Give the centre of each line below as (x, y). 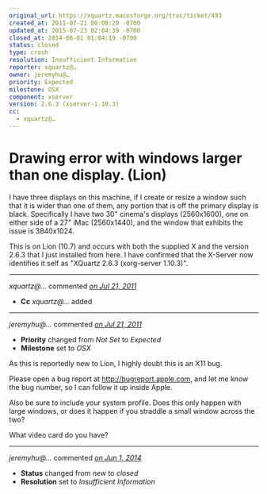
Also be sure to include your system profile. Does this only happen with (125, 403)
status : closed (34, 45)
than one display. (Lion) (88, 175)
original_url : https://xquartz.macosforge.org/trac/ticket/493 (116, 15)
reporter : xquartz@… (43, 68)
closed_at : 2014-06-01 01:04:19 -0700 (73, 38)
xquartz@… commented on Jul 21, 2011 (73, 286)
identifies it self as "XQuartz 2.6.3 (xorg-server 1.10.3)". (99, 263)
